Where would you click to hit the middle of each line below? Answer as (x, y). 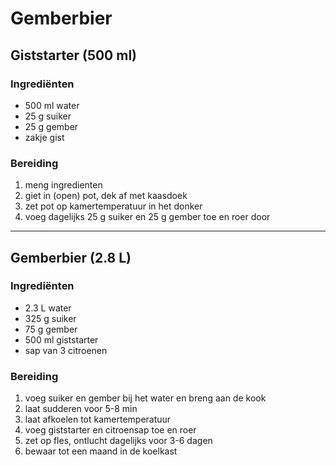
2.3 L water (48, 308)
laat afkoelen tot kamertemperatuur (98, 419)
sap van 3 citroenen (66, 350)
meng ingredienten (63, 185)
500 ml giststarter (61, 339)
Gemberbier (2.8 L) (71, 257)
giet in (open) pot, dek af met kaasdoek (106, 196)
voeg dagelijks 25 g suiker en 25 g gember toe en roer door (147, 217)
